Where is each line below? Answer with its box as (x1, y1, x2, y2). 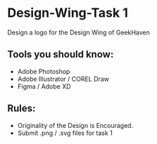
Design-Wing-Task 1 (7, 5, 128, 21)
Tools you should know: (7, 48, 114, 60)
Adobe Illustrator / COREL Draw (17, 74, 109, 83)
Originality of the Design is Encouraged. (17, 121, 134, 129)
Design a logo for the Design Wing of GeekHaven (7, 28, 150, 37)
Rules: (7, 103, 36, 114)
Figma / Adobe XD (17, 82, 72, 91)
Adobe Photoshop (17, 67, 70, 75)
